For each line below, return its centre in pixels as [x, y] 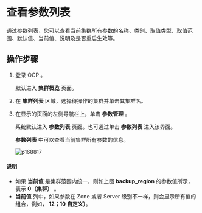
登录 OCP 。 [30, 75]
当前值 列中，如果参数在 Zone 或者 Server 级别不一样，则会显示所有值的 [106, 196]
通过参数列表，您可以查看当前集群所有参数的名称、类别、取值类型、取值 [97, 30]
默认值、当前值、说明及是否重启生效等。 [68, 38]
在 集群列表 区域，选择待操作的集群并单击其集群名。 [81, 100]
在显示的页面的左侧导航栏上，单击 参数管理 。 [73, 114]
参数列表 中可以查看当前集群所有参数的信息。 [72, 139]
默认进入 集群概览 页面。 [46, 88]
